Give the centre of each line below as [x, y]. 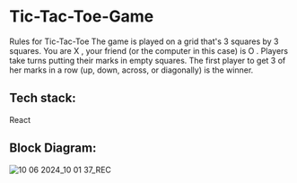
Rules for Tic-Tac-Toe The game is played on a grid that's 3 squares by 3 [144, 41]
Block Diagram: [53, 148]
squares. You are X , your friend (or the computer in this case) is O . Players [149, 50]
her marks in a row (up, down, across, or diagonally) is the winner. [131, 70]
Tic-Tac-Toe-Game [82, 17]
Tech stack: [43, 98]
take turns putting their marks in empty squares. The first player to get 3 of [148, 60]
